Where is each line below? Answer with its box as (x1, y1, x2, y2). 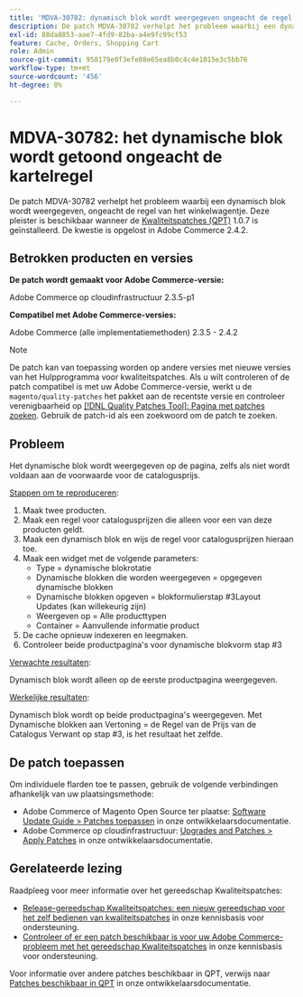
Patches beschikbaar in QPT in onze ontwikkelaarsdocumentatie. (9, 977, 252, 988)
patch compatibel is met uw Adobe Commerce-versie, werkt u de (9, 381, 252, 392)
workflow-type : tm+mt (9, 64, 91, 73)
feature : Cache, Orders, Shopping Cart (9, 38, 160, 48)
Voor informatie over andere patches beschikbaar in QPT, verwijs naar (9, 968, 271, 979)
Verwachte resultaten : (9, 657, 92, 668)
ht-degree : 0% (9, 80, 63, 89)
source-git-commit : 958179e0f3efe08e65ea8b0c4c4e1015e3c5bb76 (9, 55, 248, 64)
